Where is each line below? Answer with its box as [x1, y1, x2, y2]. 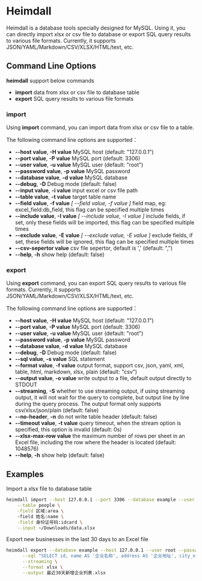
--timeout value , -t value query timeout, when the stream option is [14, 419, 182, 427]
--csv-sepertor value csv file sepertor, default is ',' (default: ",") [14, 244, 173, 252]
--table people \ [17, 503, 61, 509]
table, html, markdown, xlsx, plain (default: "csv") [14, 368, 137, 375]
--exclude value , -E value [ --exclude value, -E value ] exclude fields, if [14, 232, 193, 239]
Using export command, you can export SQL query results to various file [6, 279, 186, 287]
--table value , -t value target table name [14, 193, 116, 200]
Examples [6, 469, 44, 479]
